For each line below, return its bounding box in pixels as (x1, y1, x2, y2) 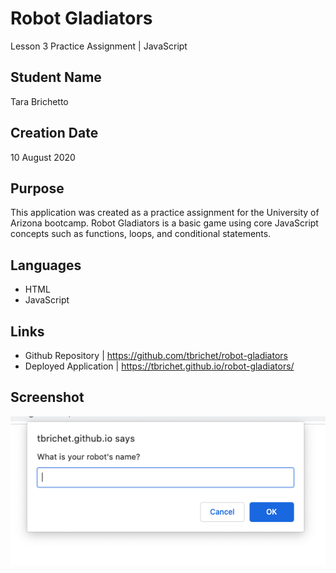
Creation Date (10, 125, 99, 142)
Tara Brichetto (10, 95, 69, 107)
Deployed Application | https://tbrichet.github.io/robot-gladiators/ (24, 360, 295, 372)
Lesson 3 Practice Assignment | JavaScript (10, 40, 188, 52)
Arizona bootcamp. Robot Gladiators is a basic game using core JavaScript (10, 217, 319, 229)
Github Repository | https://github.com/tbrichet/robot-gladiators (24, 350, 288, 361)
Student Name (10, 69, 102, 86)
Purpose (10, 180, 65, 197)
